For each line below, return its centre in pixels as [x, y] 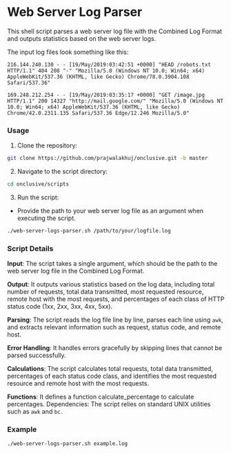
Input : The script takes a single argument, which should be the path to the [112, 264]
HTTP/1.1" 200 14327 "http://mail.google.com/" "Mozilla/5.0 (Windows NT [115, 101]
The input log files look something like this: [68, 52]
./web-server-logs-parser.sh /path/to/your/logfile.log [89, 230]
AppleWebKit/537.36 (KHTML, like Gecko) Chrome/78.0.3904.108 [98, 77]
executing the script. [46, 218]
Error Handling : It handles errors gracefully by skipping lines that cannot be [115, 348]
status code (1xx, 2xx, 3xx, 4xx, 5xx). [60, 307]
